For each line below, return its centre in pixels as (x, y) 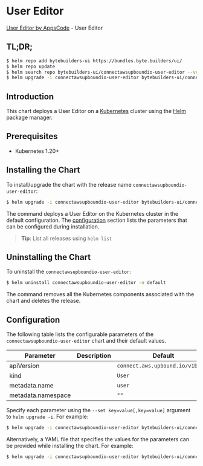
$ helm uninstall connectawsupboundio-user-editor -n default (86, 283)
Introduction (30, 96)
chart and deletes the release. (43, 301)
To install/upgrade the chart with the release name (69, 184)
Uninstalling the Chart (49, 257)
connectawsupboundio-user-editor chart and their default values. (86, 341)
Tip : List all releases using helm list (66, 238)
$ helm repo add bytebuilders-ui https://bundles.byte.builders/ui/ (94, 61)
